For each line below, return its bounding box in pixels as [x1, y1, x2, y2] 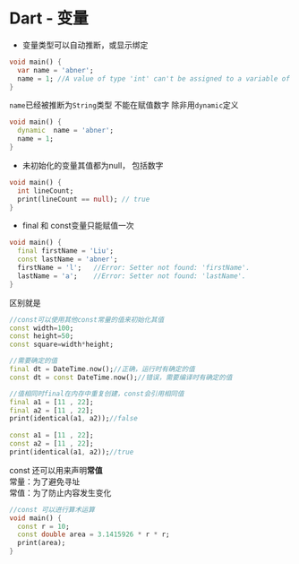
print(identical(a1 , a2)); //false [9, 414, 139, 423]
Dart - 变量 [9, 8, 90, 29]
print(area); [17, 539, 66, 548]
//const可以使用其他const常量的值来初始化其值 [9, 315, 165, 324]
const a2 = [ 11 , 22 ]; [9, 439, 94, 448]
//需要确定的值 [9, 356, 58, 366]
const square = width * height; [9, 340, 115, 350]
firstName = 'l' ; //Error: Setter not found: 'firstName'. [17, 264, 251, 273]
